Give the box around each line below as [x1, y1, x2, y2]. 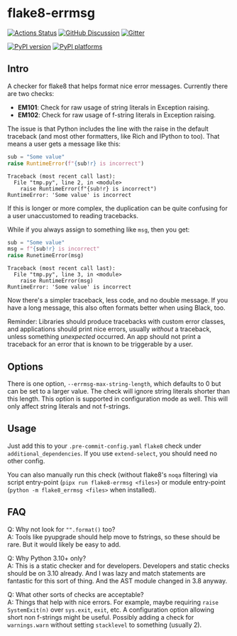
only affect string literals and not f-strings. [7, 401, 131, 410]
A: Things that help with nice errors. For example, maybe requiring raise [7, 598, 219, 606]
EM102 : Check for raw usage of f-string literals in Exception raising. [17, 110, 216, 119]
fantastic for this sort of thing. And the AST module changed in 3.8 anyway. [7, 576, 228, 585]
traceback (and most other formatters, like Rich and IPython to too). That [7, 131, 220, 140]
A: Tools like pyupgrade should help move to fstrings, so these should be [7, 532, 221, 541]
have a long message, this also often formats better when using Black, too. [7, 303, 226, 312]
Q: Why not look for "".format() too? [7, 524, 116, 534]
